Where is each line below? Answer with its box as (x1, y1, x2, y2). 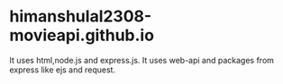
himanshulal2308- (9, 6, 152, 27)
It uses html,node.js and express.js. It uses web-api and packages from (9, 55, 275, 65)
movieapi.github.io (9, 25, 155, 46)
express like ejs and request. (9, 64, 115, 75)
